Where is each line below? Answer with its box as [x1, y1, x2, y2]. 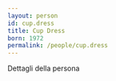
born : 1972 [7, 34, 44, 43]
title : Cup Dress [7, 26, 66, 34]
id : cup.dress [7, 19, 55, 27]
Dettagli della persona [7, 63, 80, 73]
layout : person [7, 11, 58, 20]
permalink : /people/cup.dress [7, 42, 109, 50]
